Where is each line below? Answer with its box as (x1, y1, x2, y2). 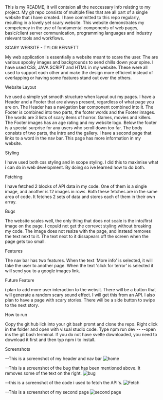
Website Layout (5, 84, 36, 90)
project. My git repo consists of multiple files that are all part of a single (5, 9, 148, 15)
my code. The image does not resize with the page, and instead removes (5, 228, 151, 234)
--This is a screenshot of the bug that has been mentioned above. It (5, 365, 141, 371)
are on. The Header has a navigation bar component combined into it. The (5, 104, 154, 110)
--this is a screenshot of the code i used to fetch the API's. (5, 380, 123, 385)
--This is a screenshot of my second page (5, 389, 89, 395)
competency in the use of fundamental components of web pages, (5, 25, 139, 31)
